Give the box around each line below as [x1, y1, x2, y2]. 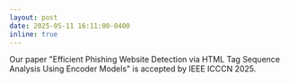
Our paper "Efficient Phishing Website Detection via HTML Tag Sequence [9, 54, 281, 65]
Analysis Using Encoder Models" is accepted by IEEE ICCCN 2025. [9, 63, 257, 74]
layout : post [9, 12, 58, 22]
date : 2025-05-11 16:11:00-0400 [9, 21, 130, 30]
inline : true [9, 29, 58, 38]
